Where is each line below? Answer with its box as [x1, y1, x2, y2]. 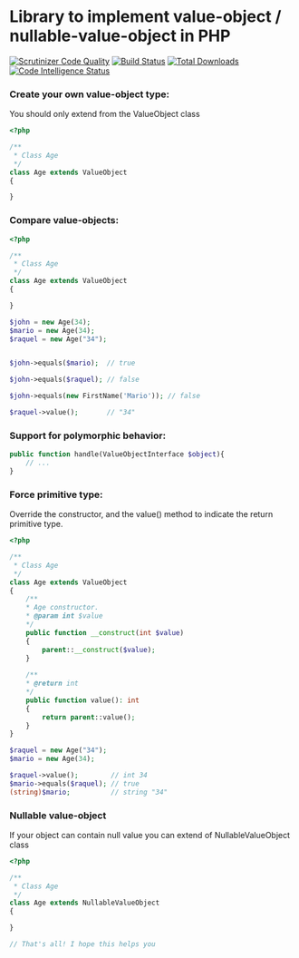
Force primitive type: [9, 488, 103, 501]
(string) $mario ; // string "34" [9, 787, 169, 797]
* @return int [25, 679, 79, 689]
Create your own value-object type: [9, 88, 170, 101]
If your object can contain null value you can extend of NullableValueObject [9, 829, 291, 840]
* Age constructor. [25, 603, 100, 612]
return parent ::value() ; [42, 712, 136, 722]
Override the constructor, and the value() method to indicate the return [9, 509, 274, 520]
